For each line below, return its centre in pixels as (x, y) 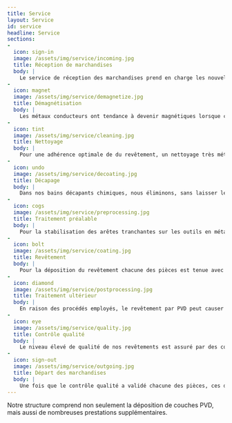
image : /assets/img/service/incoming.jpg (74, 59)
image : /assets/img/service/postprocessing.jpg (83, 289)
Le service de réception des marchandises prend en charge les (113, 78)
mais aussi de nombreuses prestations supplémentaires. (87, 413)
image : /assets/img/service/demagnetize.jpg (78, 97)
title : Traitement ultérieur (55, 296)
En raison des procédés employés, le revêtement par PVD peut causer (122, 309)
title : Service (29, 13)
